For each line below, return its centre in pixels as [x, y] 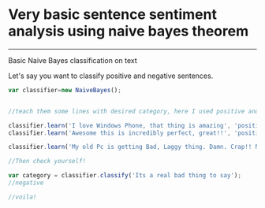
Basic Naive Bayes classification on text [73, 60]
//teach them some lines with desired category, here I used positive [127, 111]
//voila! [22, 197]
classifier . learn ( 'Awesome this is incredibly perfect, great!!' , [119, 133]
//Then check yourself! [47, 162]
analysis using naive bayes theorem [129, 31]
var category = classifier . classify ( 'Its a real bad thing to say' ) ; [125, 176]
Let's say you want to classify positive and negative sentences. [111, 76]
